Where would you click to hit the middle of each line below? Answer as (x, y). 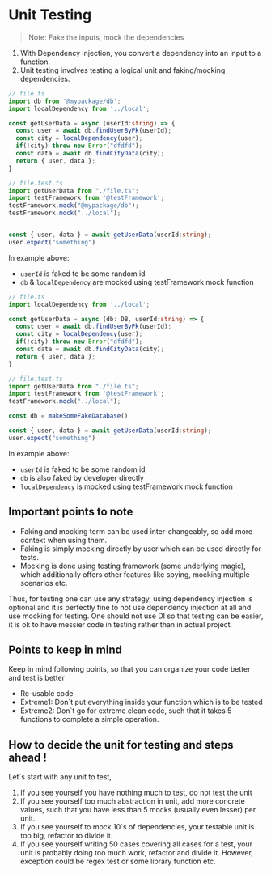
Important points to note (71, 512)
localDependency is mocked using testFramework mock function (126, 486)
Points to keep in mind (66, 650)
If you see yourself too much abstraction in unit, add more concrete (132, 801)
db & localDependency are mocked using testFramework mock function (137, 282)
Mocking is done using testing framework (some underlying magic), (133, 566)
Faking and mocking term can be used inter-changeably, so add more (136, 531)
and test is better (37, 678)
